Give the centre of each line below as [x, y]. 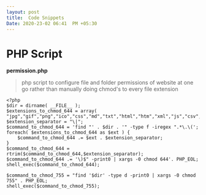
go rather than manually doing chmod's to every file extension [100, 89]
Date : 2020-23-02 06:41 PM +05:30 [52, 23]
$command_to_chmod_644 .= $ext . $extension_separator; [90, 138]
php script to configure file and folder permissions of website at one [107, 83]
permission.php [27, 71]
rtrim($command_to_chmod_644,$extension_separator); [75, 154]
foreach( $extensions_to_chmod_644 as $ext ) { [68, 132]
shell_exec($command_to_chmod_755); [53, 186]
